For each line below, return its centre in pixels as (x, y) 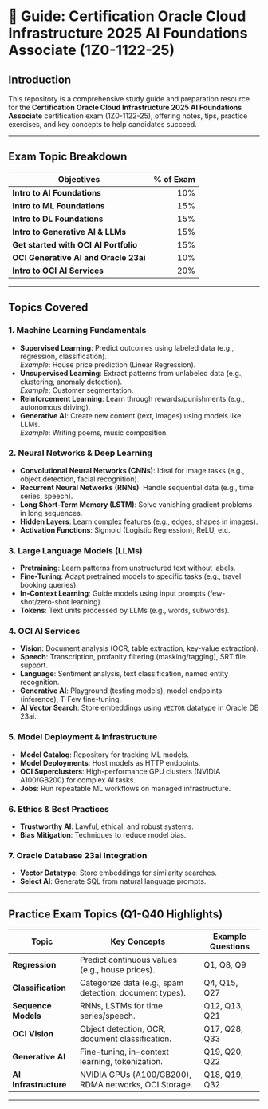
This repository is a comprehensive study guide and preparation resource (129, 99)
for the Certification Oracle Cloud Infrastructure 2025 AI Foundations (125, 107)
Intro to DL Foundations (58, 219)
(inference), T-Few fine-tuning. (71, 699)
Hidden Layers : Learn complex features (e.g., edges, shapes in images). (139, 521)
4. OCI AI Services (44, 632)
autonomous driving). (55, 407)
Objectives (79, 179)
